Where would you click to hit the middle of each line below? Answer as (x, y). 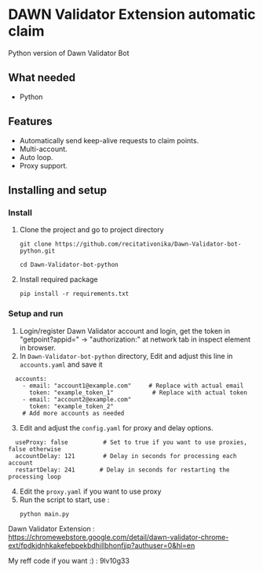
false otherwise (35, 449)
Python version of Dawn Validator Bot (69, 53)
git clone (36, 244)
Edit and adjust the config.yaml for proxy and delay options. (116, 427)
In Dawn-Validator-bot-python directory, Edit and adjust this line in (126, 356)
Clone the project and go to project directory (91, 230)
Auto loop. (36, 157)
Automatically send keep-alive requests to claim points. (109, 140)
